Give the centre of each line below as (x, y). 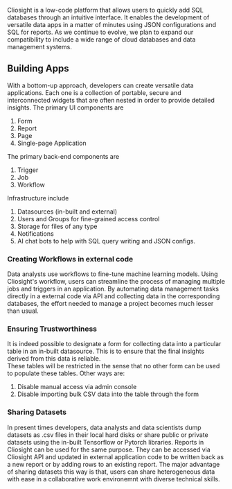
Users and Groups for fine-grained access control (88, 218)
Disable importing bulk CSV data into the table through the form (108, 394)
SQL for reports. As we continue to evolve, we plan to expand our (100, 32)
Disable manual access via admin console (77, 387)
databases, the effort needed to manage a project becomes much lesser (110, 304)
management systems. (40, 47)
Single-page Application (52, 143)
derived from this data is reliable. (54, 359)
